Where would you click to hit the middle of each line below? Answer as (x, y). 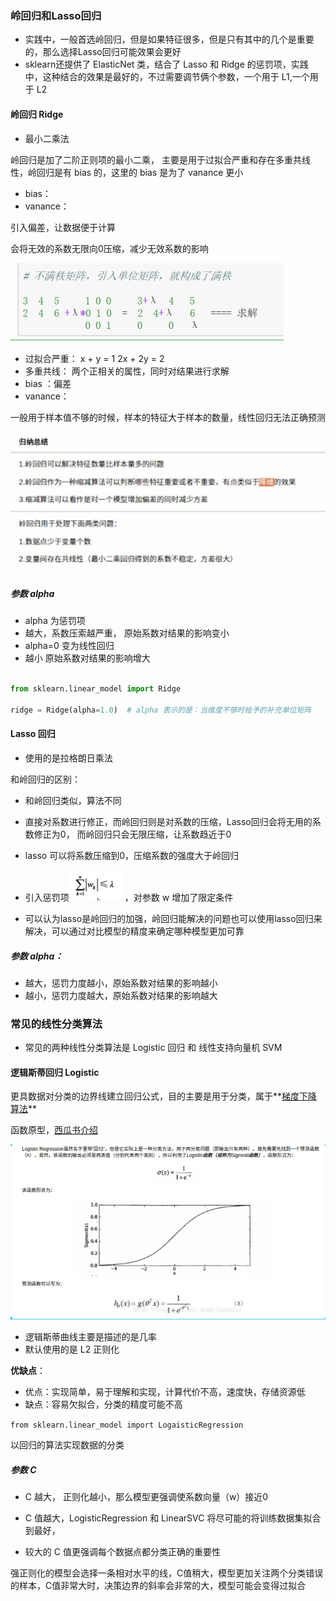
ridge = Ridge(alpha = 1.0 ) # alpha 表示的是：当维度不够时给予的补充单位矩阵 (161, 710)
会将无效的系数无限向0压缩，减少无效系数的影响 (109, 248)
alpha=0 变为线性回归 (69, 646)
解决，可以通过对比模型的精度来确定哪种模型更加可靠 (134, 931)
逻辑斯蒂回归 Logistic (55, 1072)
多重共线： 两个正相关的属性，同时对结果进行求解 (127, 371)
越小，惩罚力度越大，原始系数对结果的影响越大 (121, 995)
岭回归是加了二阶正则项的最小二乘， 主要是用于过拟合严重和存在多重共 (156, 159)
